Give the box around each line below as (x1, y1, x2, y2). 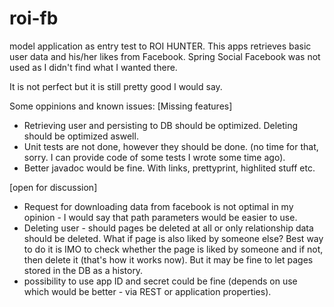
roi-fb (9, 7, 59, 30)
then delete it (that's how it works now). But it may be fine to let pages (23, 253, 314, 266)
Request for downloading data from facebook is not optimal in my (23, 200, 294, 212)
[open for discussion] (9, 181, 98, 193)
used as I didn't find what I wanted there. (9, 61, 178, 73)
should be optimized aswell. (23, 130, 139, 142)
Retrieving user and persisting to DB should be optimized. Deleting (23, 119, 299, 131)
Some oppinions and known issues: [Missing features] (9, 100, 233, 112)
